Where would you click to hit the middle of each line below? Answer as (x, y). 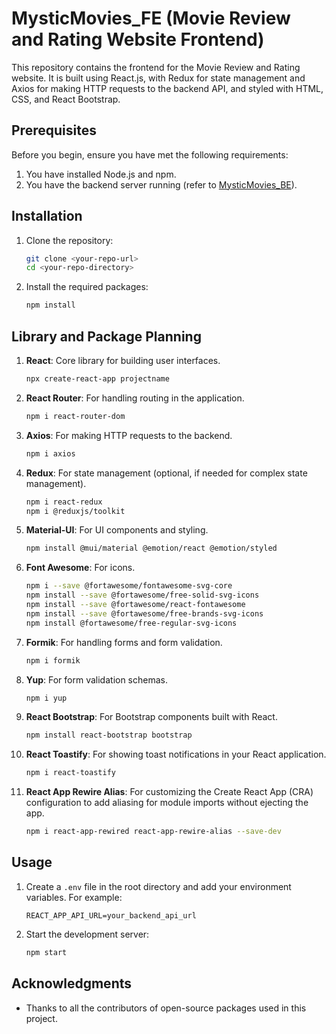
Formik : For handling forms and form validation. (124, 642)
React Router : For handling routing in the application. (135, 398)
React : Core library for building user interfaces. (123, 360)
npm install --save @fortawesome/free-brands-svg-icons (144, 613)
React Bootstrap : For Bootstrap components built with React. (151, 717)
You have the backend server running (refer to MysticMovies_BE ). (161, 184)
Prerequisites (54, 130)
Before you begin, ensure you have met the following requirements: (150, 154)
